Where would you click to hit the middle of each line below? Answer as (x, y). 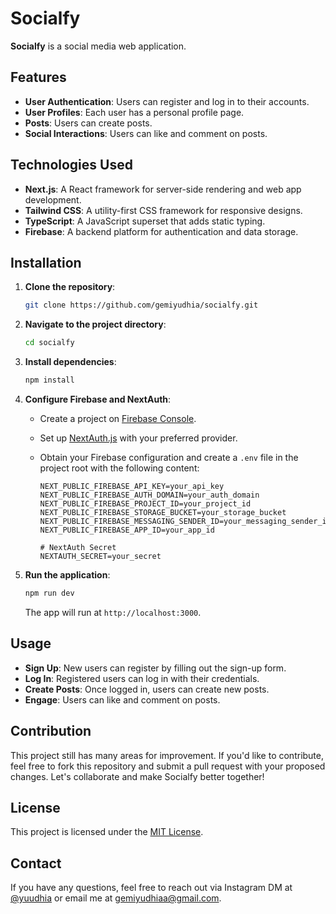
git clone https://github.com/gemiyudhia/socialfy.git (141, 305)
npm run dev (49, 593)
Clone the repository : (70, 287)
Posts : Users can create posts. (88, 123)
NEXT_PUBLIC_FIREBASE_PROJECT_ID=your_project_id (145, 504)
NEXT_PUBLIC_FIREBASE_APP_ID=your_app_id (127, 530)
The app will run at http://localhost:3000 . (113, 612)
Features (38, 77)
